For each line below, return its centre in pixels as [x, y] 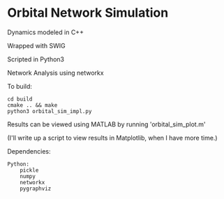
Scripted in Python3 [36, 59]
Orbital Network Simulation [88, 13]
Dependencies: [29, 151]
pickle [29, 170]
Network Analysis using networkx [55, 73]
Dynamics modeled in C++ [45, 32]
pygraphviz [36, 189]
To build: [20, 86]
